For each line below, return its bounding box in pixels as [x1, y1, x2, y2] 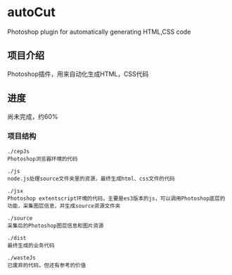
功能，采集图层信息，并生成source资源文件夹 [7, 202, 121, 210]
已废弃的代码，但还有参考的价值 [7, 262, 86, 269]
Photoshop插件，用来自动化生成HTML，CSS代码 [7, 70, 149, 78]
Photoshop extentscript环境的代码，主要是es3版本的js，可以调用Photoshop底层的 [7, 195, 226, 202]
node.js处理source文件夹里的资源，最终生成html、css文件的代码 [7, 175, 175, 182]
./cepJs [7, 148, 30, 155]
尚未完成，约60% [7, 112, 58, 120]
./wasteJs [7, 254, 37, 261]
